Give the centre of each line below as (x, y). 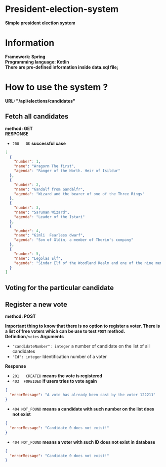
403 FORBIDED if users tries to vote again (55, 381)
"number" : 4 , (27, 231)
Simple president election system (40, 23)
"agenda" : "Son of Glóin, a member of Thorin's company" (74, 240)
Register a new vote (36, 305)
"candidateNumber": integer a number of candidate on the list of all (81, 346)
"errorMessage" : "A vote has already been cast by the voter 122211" (83, 395)
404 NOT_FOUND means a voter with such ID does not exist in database (84, 442)
